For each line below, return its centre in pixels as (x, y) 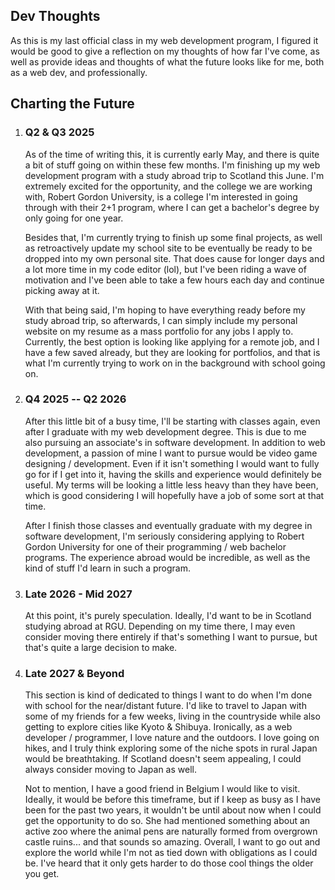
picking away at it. (62, 290)
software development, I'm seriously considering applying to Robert (164, 536)
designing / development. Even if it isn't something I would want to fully (172, 463)
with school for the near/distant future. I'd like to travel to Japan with (165, 706)
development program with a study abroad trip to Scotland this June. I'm (174, 175)
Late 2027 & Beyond (74, 674)
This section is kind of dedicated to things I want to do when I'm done (168, 695)
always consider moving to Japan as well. (110, 770)
